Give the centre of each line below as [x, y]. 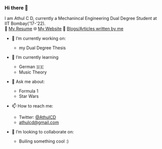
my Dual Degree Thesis [42, 48]
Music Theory [33, 72]
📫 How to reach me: [32, 106]
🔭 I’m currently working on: [39, 38]
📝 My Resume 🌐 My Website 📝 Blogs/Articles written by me [64, 29]
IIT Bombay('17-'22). [25, 23]
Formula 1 [28, 91]
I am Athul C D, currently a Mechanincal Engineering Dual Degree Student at [81, 19]
